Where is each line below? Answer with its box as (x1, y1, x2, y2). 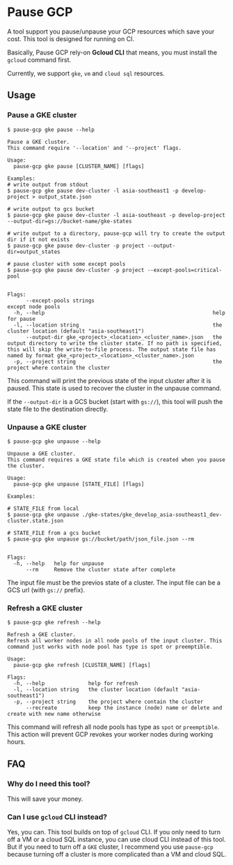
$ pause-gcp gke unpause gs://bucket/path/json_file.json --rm (7, 535, 195, 543)
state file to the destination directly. (7, 405, 109, 413)
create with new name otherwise (7, 711, 101, 718)
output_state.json (38, 193, 92, 200)
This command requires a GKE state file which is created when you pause (7, 456, 226, 463)
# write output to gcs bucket (7, 205, 95, 213)
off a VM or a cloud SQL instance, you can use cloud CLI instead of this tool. (7, 835, 226, 844)
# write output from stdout (7, 181, 89, 188)
